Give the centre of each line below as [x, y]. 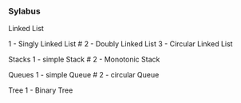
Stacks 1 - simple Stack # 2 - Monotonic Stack [84, 59]
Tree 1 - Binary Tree [41, 90]
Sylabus [25, 11]
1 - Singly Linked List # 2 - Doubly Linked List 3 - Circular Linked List [120, 44]
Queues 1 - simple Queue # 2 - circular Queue [84, 75]
